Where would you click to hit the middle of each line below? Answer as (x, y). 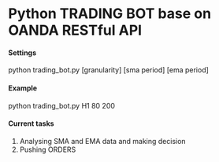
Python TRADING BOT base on (109, 14)
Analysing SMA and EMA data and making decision (103, 141)
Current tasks (31, 123)
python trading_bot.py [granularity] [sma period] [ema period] (108, 70)
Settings (22, 53)
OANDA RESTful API (75, 30)
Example (23, 88)
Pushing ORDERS (48, 149)
